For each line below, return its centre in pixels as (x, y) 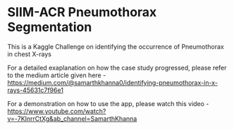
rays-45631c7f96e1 (35, 90)
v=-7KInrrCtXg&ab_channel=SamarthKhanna (72, 118)
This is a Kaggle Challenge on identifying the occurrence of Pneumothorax (116, 46)
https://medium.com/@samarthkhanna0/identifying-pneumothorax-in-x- (113, 82)
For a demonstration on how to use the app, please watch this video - (108, 103)
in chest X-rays (29, 54)
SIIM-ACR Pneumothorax (82, 12)
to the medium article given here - (57, 75)
